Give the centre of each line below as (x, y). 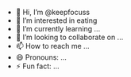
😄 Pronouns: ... (41, 57)
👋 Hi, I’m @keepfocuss (53, 12)
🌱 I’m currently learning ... (58, 29)
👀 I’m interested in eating (56, 20)
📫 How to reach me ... (52, 46)
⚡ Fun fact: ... (37, 66)
